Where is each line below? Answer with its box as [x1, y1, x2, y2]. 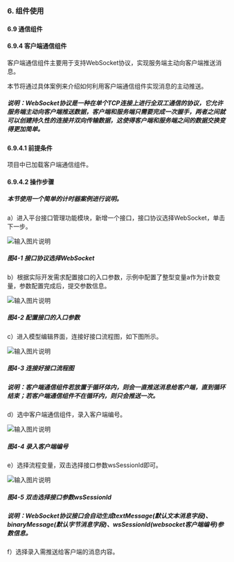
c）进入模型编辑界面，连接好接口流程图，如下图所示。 [7, 332, 163, 340]
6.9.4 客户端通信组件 [7, 42, 67, 50]
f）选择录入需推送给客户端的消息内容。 [7, 547, 119, 556]
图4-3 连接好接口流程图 [7, 364, 75, 372]
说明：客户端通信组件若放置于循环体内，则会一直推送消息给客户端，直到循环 [7, 383, 226, 391]
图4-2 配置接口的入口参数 [7, 313, 80, 322]
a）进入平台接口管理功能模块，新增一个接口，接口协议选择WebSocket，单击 [7, 213, 226, 222]
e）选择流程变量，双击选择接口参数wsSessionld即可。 [7, 461, 162, 469]
